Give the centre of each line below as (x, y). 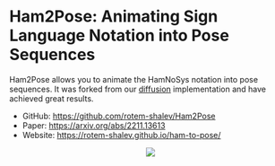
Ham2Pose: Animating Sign (114, 17)
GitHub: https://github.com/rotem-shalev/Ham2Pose (119, 116)
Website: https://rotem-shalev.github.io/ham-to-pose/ (121, 135)
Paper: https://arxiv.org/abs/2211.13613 (94, 125)
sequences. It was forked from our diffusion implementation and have (138, 89)
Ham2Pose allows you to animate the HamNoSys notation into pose (133, 79)
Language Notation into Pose (120, 35)
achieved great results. (52, 98)
